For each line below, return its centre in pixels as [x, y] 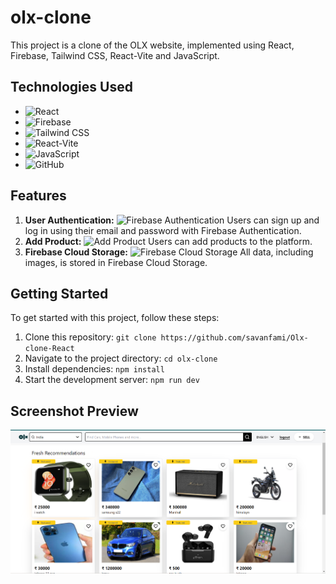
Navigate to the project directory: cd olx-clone [121, 358]
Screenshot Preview [74, 411]
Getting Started [59, 293]
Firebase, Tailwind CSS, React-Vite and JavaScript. [115, 55]
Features [38, 196]
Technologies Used [71, 87]
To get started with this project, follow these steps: [115, 318]
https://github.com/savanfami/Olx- [234, 338]
